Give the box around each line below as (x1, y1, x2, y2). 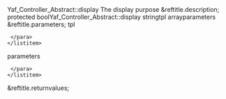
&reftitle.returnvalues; (7, 84, 70, 92)
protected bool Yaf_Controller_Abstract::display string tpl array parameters (7, 13, 216, 21)
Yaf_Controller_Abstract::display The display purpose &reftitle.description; (7, 6, 220, 13)
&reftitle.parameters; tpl (7, 20, 75, 29)
